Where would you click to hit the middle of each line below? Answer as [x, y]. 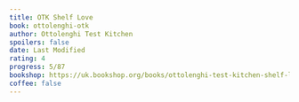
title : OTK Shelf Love [51, 17]
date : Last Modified [48, 51]
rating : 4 [28, 59]
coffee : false [36, 83]
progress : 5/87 [37, 67]
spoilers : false [39, 42]
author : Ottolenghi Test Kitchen [71, 34]
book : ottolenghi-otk [49, 26]
